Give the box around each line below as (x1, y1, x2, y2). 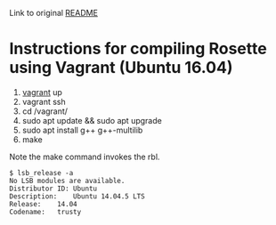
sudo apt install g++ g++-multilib (21, 125, 143, 135)
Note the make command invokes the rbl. (9, 151, 160, 162)
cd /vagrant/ (21, 106, 69, 117)
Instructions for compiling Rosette (9, 39, 267, 59)
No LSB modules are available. (9, 176, 126, 185)
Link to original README (9, 8, 98, 18)
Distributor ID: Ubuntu (9, 184, 98, 193)
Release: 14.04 (9, 199, 77, 208)
